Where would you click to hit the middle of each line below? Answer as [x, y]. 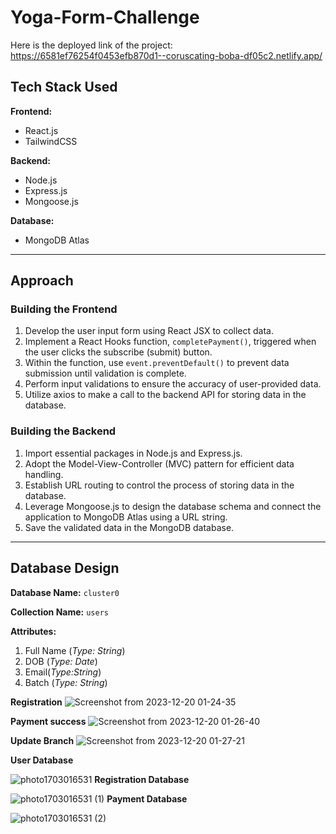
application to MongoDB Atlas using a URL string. [126, 517]
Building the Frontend [64, 309]
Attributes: [33, 631]
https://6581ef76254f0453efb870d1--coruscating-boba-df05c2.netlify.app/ [166, 55]
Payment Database [147, 798]
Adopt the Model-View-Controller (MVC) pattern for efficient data [159, 463]
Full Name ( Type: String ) [75, 650]
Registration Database [142, 779]
